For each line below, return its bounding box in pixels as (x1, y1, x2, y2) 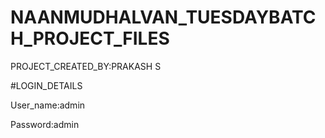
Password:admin (10, 118, 80, 130)
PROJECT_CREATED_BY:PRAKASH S (10, 60, 162, 72)
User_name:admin (10, 99, 86, 111)
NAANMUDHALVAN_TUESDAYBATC (10, 6, 317, 29)
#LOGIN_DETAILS (10, 79, 83, 91)
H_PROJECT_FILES (10, 27, 170, 50)
